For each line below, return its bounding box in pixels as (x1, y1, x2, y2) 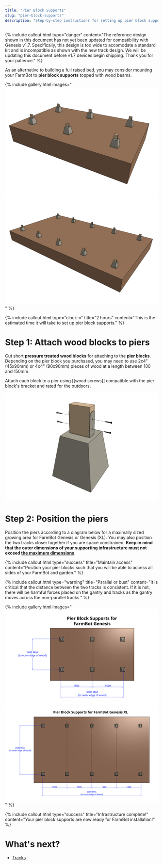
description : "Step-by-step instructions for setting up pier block (5, 18, 147, 23)
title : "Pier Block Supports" (5, 8, 66, 13)
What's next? (5, 839, 60, 850)
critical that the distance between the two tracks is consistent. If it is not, (5, 585, 150, 590)
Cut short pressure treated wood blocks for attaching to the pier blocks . (5, 353, 151, 359)
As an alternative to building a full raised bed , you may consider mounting (5, 67, 152, 73)
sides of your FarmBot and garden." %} (5, 570, 83, 576)
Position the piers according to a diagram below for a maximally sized (5, 529, 144, 536)
